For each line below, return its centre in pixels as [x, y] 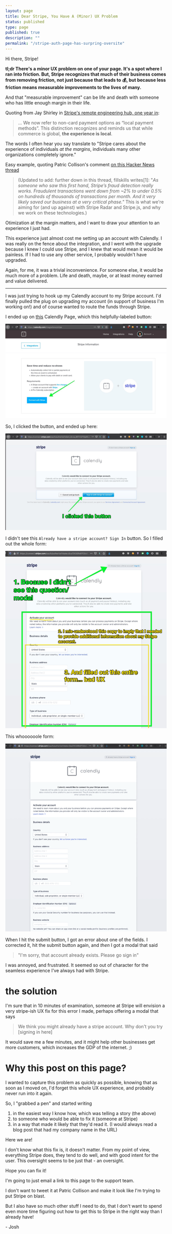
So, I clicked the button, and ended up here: [52, 427]
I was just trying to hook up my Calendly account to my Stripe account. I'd [83, 295]
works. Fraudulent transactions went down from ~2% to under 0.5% [90, 191]
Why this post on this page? [66, 1068]
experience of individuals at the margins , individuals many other [73, 149]
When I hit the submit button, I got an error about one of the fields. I [77, 940]
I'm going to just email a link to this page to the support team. [70, 1180]
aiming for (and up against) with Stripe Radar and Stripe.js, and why [89, 207]
